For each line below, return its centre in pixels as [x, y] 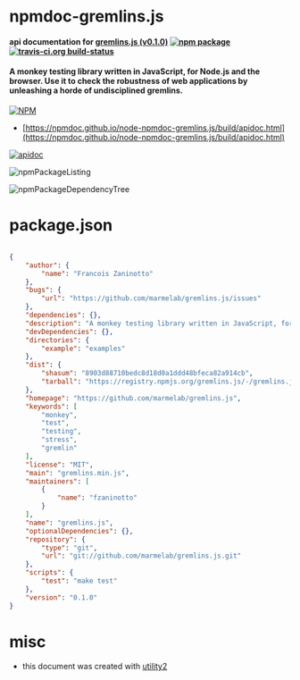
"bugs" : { [44, 290]
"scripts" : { [50, 573]
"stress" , [59, 440]
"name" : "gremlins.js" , [70, 523]
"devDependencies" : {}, [70, 332]
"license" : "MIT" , [59, 465]
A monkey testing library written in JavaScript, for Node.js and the [135, 71]
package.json [61, 226]
